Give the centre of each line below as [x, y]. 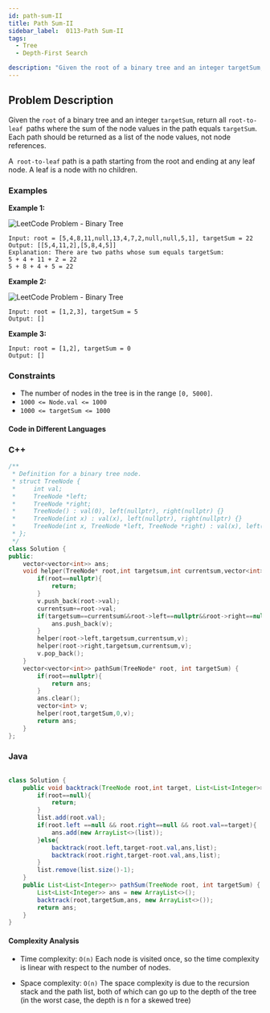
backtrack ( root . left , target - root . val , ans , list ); [134, 848]
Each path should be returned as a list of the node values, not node [120, 137]
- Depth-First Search [52, 53]
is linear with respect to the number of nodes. [95, 967]
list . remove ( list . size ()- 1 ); [86, 870]
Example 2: [27, 281]
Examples [28, 190]
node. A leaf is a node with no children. [73, 169]
